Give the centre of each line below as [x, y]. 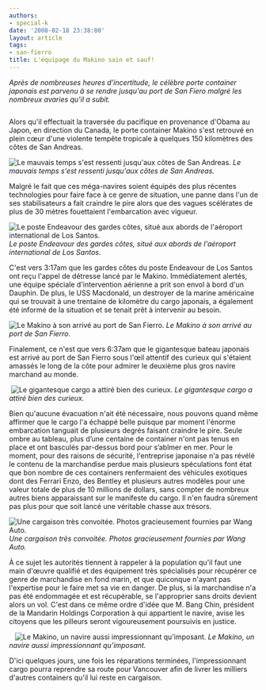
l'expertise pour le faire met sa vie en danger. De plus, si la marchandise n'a [133, 588]
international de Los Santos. [55, 252]
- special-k [28, 23]
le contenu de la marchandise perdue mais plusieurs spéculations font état [131, 464]
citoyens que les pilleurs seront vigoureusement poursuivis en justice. [123, 621]
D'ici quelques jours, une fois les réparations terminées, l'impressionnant [128, 661]
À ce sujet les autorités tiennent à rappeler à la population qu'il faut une [125, 562]
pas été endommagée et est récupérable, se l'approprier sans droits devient [133, 596]
